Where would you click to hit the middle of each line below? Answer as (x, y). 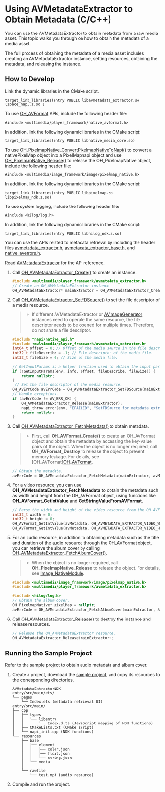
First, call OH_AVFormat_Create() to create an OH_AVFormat (94, 436)
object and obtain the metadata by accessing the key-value (92, 441)
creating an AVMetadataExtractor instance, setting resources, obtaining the (81, 58)
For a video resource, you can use (47, 485)
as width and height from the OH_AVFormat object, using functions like (84, 496)
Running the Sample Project (49, 653)
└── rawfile (33, 771)
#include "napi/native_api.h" (43, 339)
